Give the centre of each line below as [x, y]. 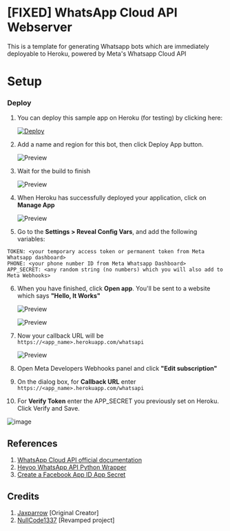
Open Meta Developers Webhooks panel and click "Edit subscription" [117, 369]
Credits [23, 496]
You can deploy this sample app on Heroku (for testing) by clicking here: [120, 118]
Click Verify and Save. [49, 409]
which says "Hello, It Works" [59, 296]
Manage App [36, 205]
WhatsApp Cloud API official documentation [80, 460]
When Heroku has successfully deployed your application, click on [112, 198]
